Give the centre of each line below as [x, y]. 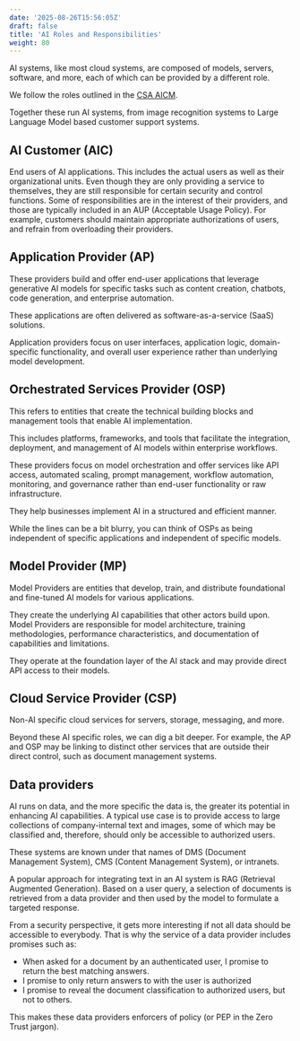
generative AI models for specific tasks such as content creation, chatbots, [148, 288]
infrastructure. [36, 494]
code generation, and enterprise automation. [92, 298]
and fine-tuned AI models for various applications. [102, 597]
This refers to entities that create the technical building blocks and [131, 411]
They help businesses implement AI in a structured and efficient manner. [143, 511]
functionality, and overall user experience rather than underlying [159, 352]
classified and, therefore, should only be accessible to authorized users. [142, 835]
